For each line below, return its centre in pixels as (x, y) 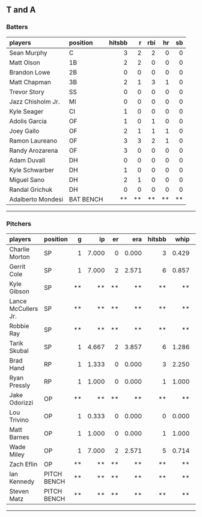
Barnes (19, 437)
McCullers (24, 308)
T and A (21, 10)
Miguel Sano (27, 180)
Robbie (19, 326)
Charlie (20, 249)
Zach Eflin (23, 464)
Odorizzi (21, 402)
